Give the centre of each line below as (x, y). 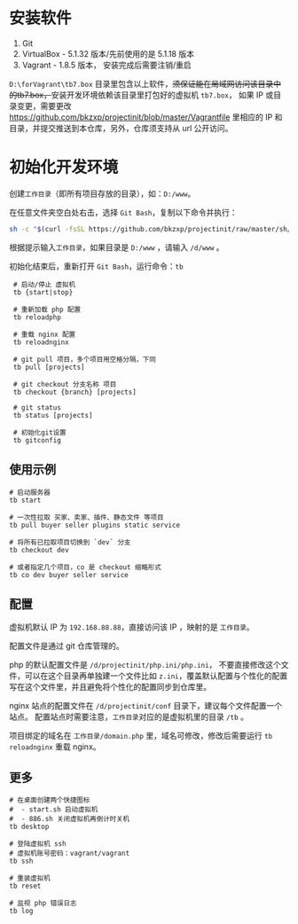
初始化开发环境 (64, 167)
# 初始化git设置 (39, 432)
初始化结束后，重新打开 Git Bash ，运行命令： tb (96, 266)
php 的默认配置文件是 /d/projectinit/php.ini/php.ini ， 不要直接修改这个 (145, 665)
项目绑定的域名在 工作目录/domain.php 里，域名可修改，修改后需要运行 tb (141, 736)
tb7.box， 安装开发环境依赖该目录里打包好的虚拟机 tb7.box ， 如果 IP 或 (145, 95)
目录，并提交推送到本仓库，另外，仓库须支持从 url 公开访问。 (121, 128)
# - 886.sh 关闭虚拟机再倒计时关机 (70, 819)
